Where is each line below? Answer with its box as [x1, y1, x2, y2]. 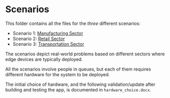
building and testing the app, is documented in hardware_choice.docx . [5, 86, 152, 92]
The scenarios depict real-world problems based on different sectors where [5, 51, 165, 57]
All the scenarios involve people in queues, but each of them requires [5, 66, 152, 72]
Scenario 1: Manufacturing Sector [12, 30, 83, 36]
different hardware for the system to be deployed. [5, 71, 110, 77]
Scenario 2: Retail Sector [12, 36, 65, 42]
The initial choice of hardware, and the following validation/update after [5, 81, 156, 87]
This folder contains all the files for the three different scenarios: [5, 20, 140, 26]
